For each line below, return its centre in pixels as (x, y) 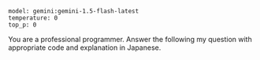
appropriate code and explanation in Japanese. (85, 48)
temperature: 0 (33, 18)
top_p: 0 (22, 25)
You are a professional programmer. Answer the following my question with (130, 39)
